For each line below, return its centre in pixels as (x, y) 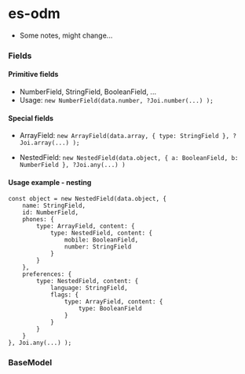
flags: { (64, 295)
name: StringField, (54, 206)
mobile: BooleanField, (101, 240)
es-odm (34, 14)
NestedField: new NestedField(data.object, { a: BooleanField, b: (129, 158)
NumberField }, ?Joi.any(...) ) (72, 165)
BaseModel (30, 363)
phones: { (38, 220)
